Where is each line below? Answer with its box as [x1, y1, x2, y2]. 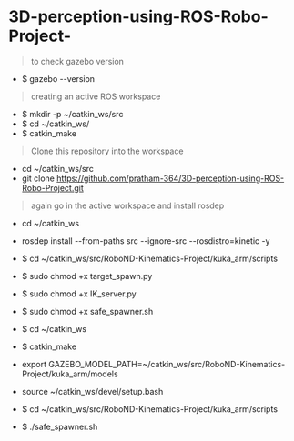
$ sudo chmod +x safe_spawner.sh [21, 306, 154, 316]
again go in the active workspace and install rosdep [30, 200, 225, 211]
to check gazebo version [30, 55, 125, 66]
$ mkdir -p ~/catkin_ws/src [21, 108, 124, 119]
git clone [21, 173, 56, 184]
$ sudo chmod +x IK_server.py [21, 288, 137, 299]
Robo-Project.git [21, 182, 84, 193]
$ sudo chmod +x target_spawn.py [21, 270, 153, 281]
